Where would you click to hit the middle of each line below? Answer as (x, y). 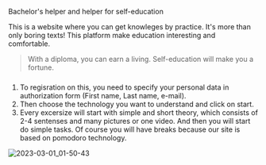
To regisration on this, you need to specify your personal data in (124, 87)
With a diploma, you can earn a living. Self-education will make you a (141, 59)
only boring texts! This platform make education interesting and (112, 35)
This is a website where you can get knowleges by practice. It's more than (130, 27)
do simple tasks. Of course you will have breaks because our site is (130, 129)
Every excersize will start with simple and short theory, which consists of (139, 112)
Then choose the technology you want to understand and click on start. (137, 104)
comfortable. (29, 44)
